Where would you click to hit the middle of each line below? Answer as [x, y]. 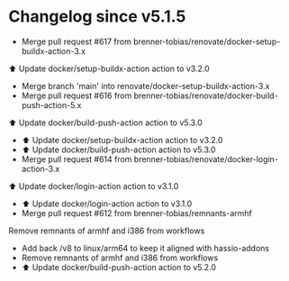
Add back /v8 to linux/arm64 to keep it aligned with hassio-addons [145, 248]
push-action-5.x [51, 104]
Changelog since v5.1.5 [97, 17]
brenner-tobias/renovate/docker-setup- [207, 41]
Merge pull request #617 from [76, 41]
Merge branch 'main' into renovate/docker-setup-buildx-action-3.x [145, 86]
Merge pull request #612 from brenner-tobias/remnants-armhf [137, 213]
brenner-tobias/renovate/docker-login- [206, 159]
